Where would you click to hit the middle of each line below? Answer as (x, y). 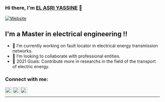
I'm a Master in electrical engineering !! (66, 34)
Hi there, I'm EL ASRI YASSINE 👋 (44, 8)
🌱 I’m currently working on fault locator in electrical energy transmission (85, 46)
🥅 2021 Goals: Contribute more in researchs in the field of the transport (84, 61)
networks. (22, 51)
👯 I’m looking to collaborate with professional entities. (66, 56)
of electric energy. (31, 67)
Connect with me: (27, 79)
